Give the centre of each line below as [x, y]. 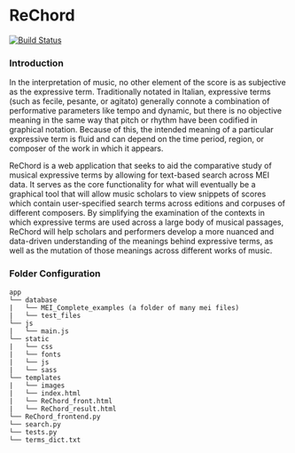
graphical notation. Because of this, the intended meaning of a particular [142, 130]
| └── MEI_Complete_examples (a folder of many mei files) [124, 307]
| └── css [31, 346]
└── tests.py [33, 432]
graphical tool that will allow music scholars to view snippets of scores [138, 194]
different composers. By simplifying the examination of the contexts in [137, 213]
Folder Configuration [55, 274]
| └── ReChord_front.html [61, 401]
